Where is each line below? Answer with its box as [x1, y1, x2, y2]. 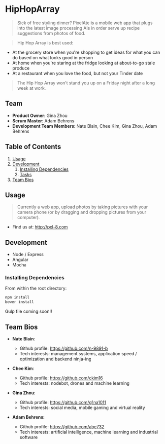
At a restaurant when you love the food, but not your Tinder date [12, 70, 143, 76]
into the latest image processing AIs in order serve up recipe [17, 25, 140, 31]
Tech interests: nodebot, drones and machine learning [19, 380, 130, 386]
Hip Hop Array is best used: [17, 39, 74, 45]
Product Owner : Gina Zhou [12, 112, 68, 118]
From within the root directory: [5, 285, 67, 292]
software [19, 434, 38, 440]
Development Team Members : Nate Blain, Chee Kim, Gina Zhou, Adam [12, 123, 157, 129]
